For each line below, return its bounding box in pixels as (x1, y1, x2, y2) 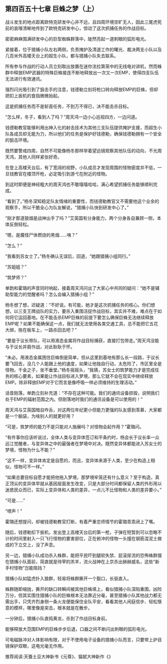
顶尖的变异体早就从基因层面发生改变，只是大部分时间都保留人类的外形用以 (9, 480, 162, 486)
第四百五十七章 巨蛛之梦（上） (5, 4, 98, 13)
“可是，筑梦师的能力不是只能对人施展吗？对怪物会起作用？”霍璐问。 (5, 424, 144, 430)
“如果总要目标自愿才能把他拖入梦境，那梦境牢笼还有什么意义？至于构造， (5, 474, 156, 480)
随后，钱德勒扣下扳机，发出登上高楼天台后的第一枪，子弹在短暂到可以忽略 (5, 529, 158, 535)
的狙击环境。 (5, 137, 31, 143)
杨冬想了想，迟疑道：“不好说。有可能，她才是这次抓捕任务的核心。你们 (5, 302, 151, 308)
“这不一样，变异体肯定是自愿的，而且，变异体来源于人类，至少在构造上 (5, 457, 151, 463)
